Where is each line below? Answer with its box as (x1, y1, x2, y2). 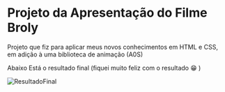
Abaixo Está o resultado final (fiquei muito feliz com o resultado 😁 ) (7, 63, 201, 72)
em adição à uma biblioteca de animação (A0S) (7, 50, 143, 59)
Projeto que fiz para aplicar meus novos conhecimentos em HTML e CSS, (7, 43, 218, 51)
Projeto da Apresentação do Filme (7, 5, 208, 21)
